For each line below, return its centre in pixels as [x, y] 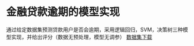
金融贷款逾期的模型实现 [63, 12]
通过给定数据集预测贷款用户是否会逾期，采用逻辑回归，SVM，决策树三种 [95, 29]
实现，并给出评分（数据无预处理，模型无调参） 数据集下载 [81, 37]
